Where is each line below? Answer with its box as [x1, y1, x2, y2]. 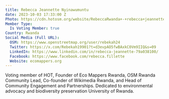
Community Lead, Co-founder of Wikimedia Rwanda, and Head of [5, 77, 142, 83]
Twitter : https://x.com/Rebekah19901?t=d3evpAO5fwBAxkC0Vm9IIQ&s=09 [10, 44, 156, 49]
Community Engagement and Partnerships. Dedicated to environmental [5, 83, 153, 89]
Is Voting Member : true [10, 26, 59, 31]
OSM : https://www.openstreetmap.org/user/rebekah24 [10, 40, 121, 45]
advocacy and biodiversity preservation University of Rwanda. [5, 88, 134, 94]
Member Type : [5, 21, 33, 26]
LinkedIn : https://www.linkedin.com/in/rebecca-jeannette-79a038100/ [10, 49, 158, 54]
